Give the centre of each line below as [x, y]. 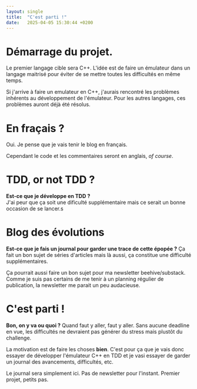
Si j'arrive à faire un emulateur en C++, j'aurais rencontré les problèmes [93, 92]
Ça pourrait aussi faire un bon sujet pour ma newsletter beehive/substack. [96, 273]
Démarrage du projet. [59, 52]
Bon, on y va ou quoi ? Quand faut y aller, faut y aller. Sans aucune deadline [98, 325]
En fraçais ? [35, 128]
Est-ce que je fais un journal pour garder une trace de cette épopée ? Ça [96, 249]
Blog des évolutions [55, 233]
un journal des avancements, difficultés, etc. [60, 362]
